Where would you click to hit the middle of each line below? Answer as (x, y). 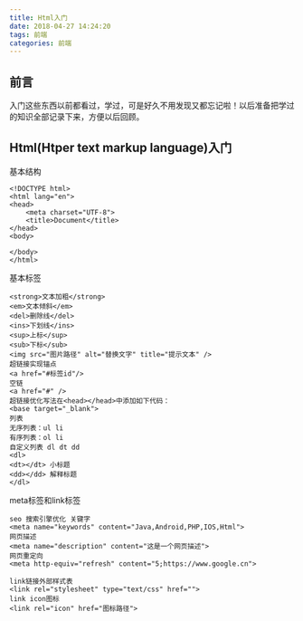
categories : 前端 (41, 43)
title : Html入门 (38, 18)
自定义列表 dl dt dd (44, 447)
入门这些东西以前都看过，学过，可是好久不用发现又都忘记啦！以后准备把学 (148, 106)
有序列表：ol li (37, 437)
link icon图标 (35, 598)
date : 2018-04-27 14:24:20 (60, 26)
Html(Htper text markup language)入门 (121, 148)
